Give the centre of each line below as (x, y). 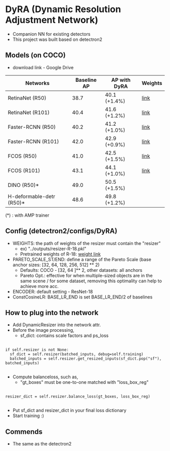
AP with (121, 80)
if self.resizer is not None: (37, 350)
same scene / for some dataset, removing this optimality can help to (91, 281)
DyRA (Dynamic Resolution (63, 9)
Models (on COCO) (35, 55)
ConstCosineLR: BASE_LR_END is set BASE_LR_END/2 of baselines (82, 297)
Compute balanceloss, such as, (45, 377)
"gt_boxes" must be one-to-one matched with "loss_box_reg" (84, 382)
